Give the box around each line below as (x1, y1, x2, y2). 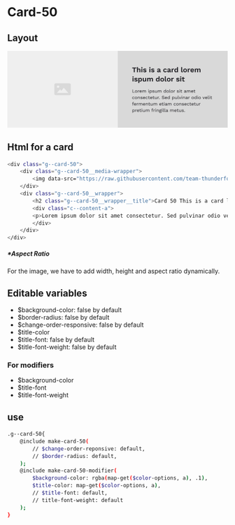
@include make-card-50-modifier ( (20, 467, 117, 475)
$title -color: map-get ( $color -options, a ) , (32, 482, 161, 489)
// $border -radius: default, (32, 452, 117, 459)
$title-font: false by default (17, 335, 95, 343)
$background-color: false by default (17, 305, 122, 314)
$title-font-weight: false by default (17, 343, 117, 351)
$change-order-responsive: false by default (17, 320, 144, 329)
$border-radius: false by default (17, 313, 110, 321)
